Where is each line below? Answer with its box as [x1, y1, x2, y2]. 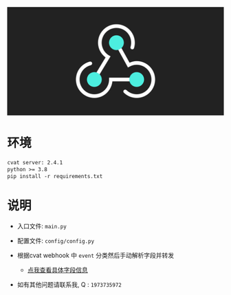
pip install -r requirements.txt [7, 173, 103, 179]
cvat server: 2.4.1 [7, 159, 63, 166]
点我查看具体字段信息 [27, 265, 88, 274]
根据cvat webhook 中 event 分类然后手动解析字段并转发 [16, 251, 174, 259]
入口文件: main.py [16, 221, 67, 230]
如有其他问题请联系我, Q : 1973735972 [16, 280, 122, 288]
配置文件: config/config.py [16, 237, 95, 245]
